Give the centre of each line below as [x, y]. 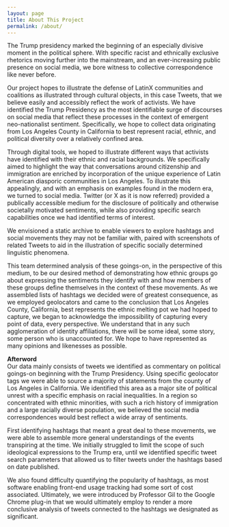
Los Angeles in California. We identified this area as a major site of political [112, 388]
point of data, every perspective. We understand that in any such [98, 324]
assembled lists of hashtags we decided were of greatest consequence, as [113, 295]
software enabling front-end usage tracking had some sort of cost [100, 487]
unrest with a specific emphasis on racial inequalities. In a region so [102, 396]
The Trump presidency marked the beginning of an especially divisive [105, 46]
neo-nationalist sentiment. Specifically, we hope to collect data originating [111, 125]
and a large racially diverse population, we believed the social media [103, 410]
